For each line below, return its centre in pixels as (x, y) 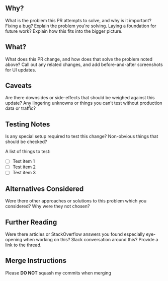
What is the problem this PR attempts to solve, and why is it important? (78, 20)
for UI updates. (21, 69)
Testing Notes (28, 124)
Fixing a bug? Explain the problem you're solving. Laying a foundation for (81, 26)
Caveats (18, 86)
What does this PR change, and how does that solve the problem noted (79, 59)
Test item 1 (24, 161)
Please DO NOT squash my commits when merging (58, 273)
